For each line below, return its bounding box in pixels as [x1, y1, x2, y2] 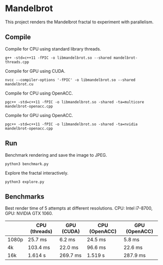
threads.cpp [5, 59, 29, 65]
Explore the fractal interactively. [5, 170, 69, 176]
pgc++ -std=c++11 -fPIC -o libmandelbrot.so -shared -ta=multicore [5, 99, 145, 104]
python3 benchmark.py [5, 161, 49, 166]
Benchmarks [5, 192, 45, 200]
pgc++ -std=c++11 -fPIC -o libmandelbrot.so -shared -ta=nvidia [5, 122, 138, 127]
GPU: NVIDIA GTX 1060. [5, 211, 53, 216]
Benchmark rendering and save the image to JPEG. [5, 152, 108, 158]
